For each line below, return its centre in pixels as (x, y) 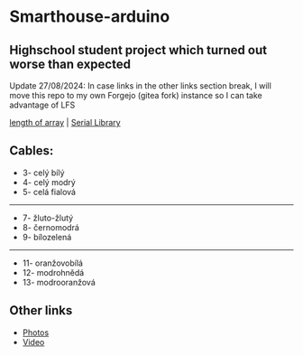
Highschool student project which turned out (138, 50)
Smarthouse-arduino (90, 17)
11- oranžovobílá (53, 263)
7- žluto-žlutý (48, 218)
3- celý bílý (43, 173)
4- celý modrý (49, 182)
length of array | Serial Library (65, 122)
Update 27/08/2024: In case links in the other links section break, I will (141, 86)
